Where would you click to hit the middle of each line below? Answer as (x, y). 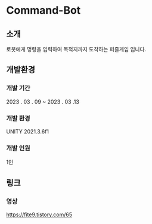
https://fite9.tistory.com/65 (39, 214)
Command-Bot (44, 10)
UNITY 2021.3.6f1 (28, 131)
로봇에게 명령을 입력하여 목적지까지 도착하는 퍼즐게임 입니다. (76, 49)
